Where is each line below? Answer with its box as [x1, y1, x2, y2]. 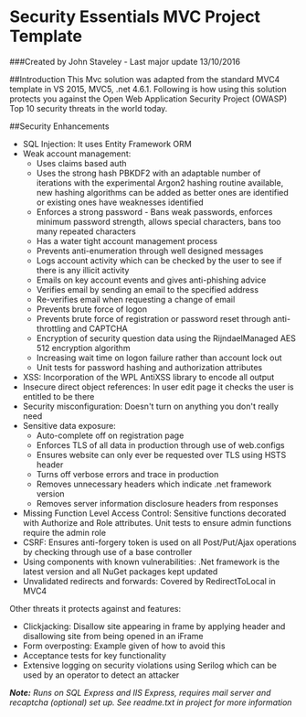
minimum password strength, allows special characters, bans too [36, 216, 281, 227]
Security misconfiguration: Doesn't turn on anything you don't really [22, 401, 279, 412]
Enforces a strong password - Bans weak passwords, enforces [36, 206, 273, 217]
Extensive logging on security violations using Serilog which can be [22, 659, 277, 670]
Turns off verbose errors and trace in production [36, 468, 219, 479]
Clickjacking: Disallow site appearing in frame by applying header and [22, 620, 286, 632]
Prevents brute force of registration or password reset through [36, 313, 271, 324]
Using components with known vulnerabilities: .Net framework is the [22, 556, 280, 567]
